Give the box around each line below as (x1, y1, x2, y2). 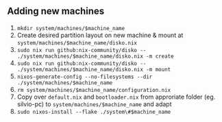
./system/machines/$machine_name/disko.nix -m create (16, 53, 174, 60)
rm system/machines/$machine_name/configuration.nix (16, 86, 171, 93)
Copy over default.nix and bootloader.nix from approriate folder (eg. (16, 93, 216, 101)
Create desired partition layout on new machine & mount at (16, 31, 184, 39)
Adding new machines (7, 5, 105, 17)
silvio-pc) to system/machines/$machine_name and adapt (16, 99, 173, 108)
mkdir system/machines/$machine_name (16, 25, 125, 32)
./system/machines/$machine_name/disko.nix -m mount (16, 66, 171, 73)
